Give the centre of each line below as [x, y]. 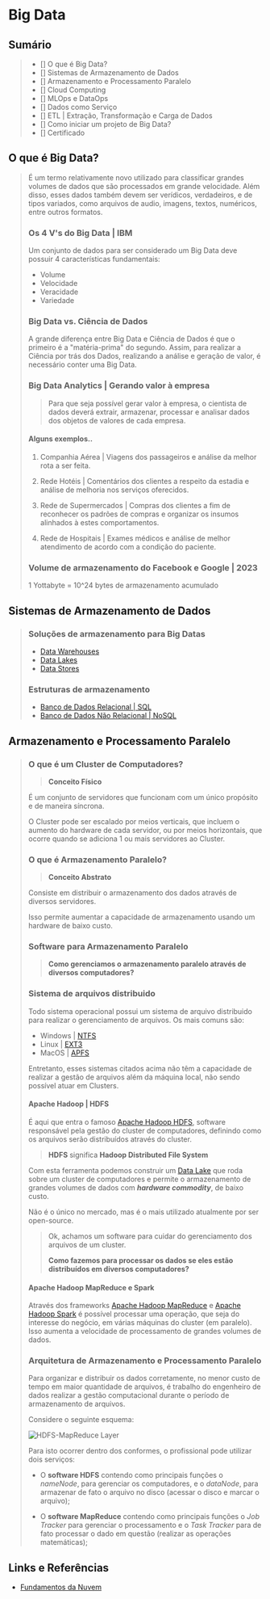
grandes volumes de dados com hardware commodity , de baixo [136, 1187]
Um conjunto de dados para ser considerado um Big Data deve [133, 250]
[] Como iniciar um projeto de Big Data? [106, 124]
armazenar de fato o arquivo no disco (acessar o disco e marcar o [150, 1492]
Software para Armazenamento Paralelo [108, 947]
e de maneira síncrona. [66, 806]
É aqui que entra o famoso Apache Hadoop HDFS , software [127, 1121]
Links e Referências [59, 1568]
